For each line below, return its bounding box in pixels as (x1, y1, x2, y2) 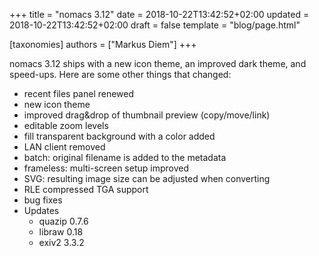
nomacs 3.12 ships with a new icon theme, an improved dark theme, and (9, 58, 307, 69)
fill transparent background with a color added (23, 130, 216, 142)
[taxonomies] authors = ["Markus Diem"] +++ (9, 39, 197, 50)
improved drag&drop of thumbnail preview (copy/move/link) (23, 109, 271, 121)
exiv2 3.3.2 (38, 237, 85, 248)
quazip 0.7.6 (38, 215, 89, 227)
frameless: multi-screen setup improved (23, 162, 189, 174)
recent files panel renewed (23, 88, 135, 99)
